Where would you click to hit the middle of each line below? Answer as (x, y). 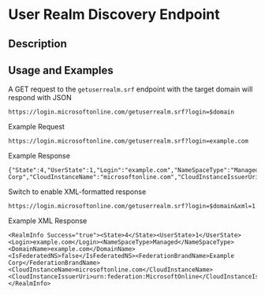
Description (37, 44)
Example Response (39, 156)
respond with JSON (40, 98)
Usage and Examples (61, 70)
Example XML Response (48, 221)
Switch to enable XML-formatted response (77, 192)
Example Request (37, 127)
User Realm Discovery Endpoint (114, 15)
